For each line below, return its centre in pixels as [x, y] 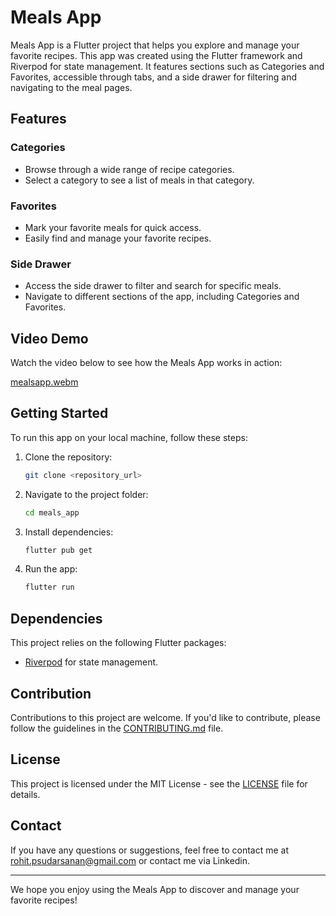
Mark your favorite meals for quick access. [113, 227]
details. [25, 794]
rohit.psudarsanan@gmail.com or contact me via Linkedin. [130, 860]
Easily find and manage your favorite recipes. [118, 238]
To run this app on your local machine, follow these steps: [129, 437]
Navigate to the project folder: [86, 494]
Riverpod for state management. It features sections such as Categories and [167, 66]
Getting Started [59, 413]
